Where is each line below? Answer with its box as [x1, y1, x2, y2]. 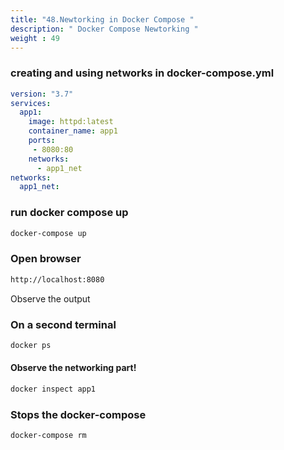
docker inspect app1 [10, 384, 97, 395]
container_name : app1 [28, 126, 118, 136]
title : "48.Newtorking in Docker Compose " [10, 14, 195, 25]
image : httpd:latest [28, 117, 114, 127]
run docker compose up [10, 206, 129, 220]
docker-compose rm [10, 431, 87, 441]
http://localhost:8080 [10, 274, 105, 285]
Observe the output [10, 292, 91, 305]
